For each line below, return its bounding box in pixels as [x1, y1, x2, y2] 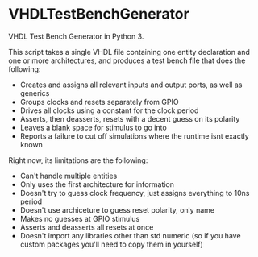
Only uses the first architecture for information [19, 179, 175, 189]
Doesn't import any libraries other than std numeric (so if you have [19, 230, 241, 240]
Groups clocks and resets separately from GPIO [19, 97, 179, 106]
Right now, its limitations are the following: [8, 155, 148, 165]
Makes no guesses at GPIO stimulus [19, 213, 140, 223]
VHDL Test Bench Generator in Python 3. [8, 31, 144, 41]
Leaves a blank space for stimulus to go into [19, 122, 167, 132]
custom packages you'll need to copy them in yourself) [19, 239, 203, 249]
